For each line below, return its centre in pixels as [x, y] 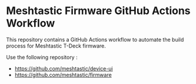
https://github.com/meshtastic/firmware [63, 75]
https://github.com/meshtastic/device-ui [64, 68]
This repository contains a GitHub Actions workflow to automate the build [95, 39]
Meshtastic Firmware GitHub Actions [98, 11]
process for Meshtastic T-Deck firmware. [56, 46]
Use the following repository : [42, 57]
